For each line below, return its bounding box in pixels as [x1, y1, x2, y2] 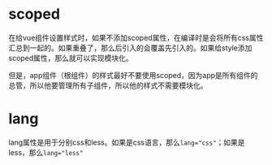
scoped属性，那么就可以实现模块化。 [8, 53, 134, 63]
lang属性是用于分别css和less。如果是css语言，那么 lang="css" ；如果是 [8, 137, 245, 147]
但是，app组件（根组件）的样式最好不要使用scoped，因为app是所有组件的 [8, 70, 258, 80]
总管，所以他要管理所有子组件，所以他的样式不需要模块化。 [8, 80, 208, 90]
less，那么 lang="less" [8, 147, 84, 157]
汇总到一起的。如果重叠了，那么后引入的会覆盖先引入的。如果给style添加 [8, 42, 253, 53]
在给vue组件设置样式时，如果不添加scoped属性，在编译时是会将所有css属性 [8, 33, 264, 42]
